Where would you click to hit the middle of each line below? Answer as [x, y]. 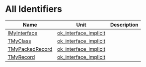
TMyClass [19, 41]
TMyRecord [21, 57]
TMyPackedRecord [30, 49]
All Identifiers [34, 9]
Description [124, 25]
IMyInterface [23, 33]
